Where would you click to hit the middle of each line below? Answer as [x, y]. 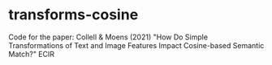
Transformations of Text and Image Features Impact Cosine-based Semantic [136, 45]
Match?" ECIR [32, 54]
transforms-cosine [73, 15]
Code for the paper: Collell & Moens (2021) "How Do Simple [108, 37]
